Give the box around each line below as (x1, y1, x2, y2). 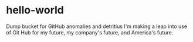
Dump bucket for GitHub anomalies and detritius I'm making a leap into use (6, 23, 188, 30)
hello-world (6, 3, 65, 17)
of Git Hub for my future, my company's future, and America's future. (6, 29, 174, 36)
